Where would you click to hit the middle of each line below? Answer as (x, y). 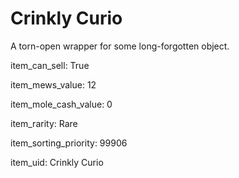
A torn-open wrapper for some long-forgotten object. (120, 46)
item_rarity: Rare (44, 123)
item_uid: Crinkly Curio (57, 162)
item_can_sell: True (50, 65)
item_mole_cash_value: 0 (61, 104)
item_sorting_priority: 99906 (69, 143)
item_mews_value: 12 (53, 84)
